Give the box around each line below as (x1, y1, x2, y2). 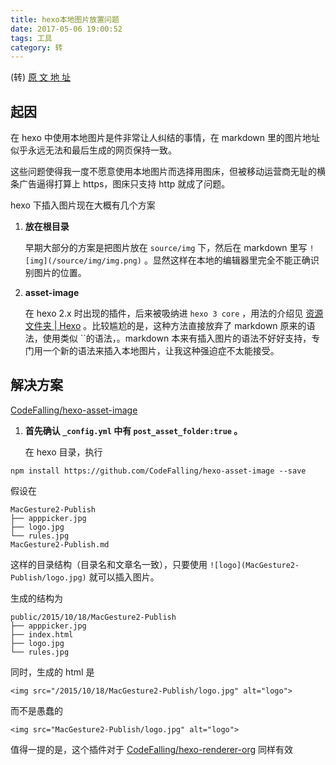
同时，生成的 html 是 (10, 666, 95, 678)
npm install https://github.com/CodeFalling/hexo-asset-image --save (10, 466, 307, 476)
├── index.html (10, 629, 74, 640)
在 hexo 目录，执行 (24, 446, 103, 458)
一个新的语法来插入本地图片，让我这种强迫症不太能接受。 (42, 345, 280, 357)
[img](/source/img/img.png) (24, 256, 142, 266)
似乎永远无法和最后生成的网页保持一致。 (10, 144, 177, 156)
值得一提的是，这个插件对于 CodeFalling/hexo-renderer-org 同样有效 (10, 743, 293, 755)
